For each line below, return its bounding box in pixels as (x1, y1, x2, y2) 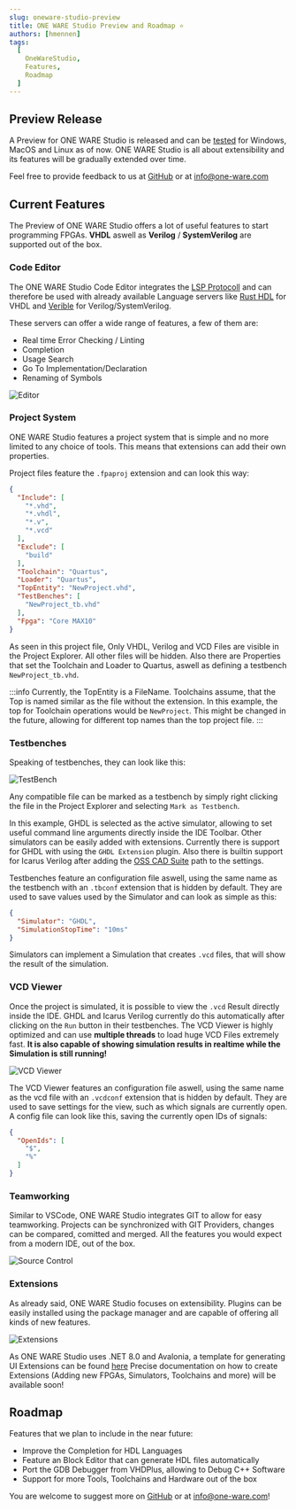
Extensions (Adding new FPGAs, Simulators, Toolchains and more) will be (9, 1370, 277, 1381)
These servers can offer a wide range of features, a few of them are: (9, 317, 259, 328)
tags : (9, 37, 29, 47)
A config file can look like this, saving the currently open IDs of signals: (9, 1110, 268, 1121)
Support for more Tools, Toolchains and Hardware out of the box (21, 1474, 258, 1484)
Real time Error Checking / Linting (21, 334, 145, 346)
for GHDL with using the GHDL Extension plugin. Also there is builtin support (9, 845, 284, 856)
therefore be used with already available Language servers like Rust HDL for (9, 291, 287, 301)
